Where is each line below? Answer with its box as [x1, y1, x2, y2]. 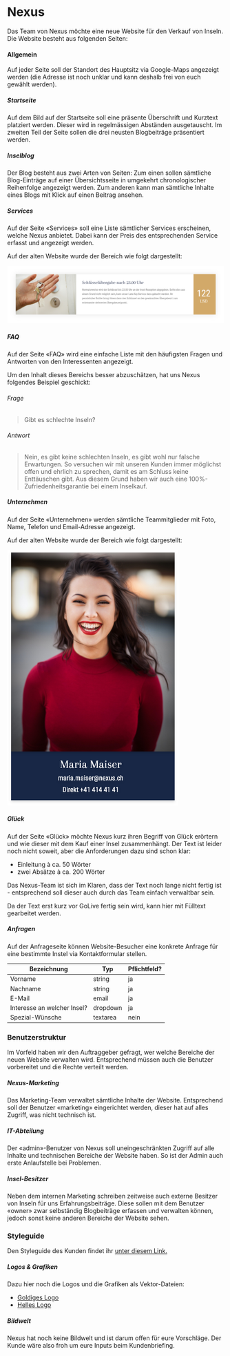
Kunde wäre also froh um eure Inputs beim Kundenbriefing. [7, 1341, 175, 1350]
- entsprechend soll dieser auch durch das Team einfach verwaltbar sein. [7, 888, 216, 897]
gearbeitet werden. [7, 909, 61, 917]
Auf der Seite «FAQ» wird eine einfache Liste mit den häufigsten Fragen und [7, 350, 222, 359]
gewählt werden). [7, 80, 57, 88]
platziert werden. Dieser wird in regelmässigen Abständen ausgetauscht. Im [7, 121, 222, 129]
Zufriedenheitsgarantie [23, 481, 90, 490]
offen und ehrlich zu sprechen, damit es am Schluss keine [23, 467, 189, 475]
